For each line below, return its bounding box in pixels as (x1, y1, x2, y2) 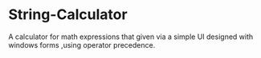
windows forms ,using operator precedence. (8, 40, 156, 49)
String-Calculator (8, 6, 128, 24)
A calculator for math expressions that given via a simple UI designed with (8, 32, 254, 41)
